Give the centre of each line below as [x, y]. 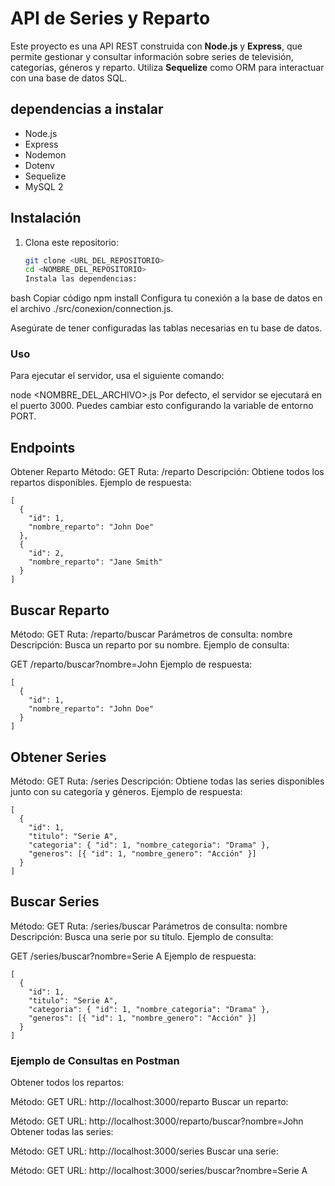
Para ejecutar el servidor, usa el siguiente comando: [117, 376]
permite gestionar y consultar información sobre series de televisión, [152, 56]
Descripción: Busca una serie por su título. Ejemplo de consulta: [142, 936]
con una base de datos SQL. [68, 78]
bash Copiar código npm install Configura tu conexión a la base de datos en [166, 298]
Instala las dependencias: [81, 279]
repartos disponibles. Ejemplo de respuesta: [101, 483]
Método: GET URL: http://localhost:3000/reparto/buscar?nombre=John [157, 1121]
